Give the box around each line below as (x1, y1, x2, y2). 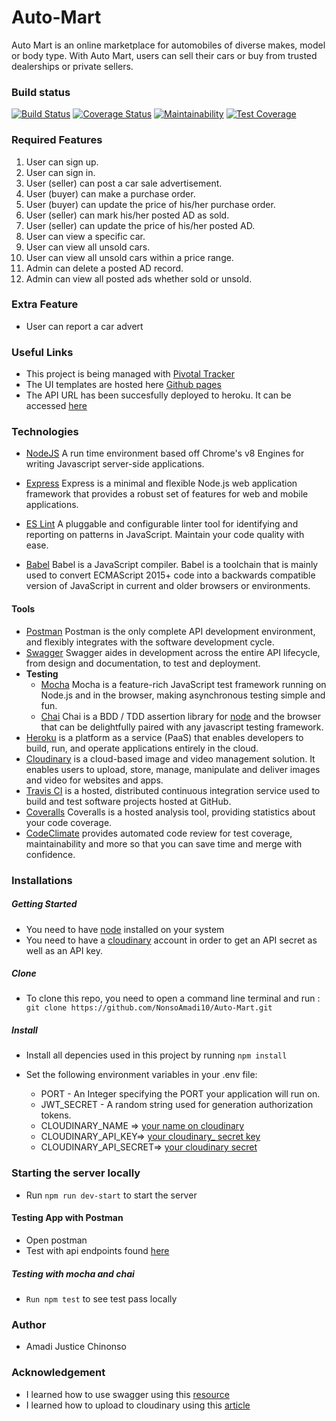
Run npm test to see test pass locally (25, 1292, 178, 1305)
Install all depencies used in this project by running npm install (25, 1049, 288, 1061)
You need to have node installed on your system (25, 923, 225, 935)
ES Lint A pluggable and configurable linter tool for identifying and (25, 518, 299, 530)
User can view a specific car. (25, 230, 146, 242)
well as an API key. (25, 944, 103, 956)
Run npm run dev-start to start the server (25, 1189, 198, 1201)
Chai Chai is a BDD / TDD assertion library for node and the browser (40, 710, 321, 722)
